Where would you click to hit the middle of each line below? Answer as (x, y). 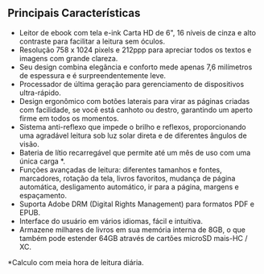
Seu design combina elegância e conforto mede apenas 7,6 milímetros (136, 67)
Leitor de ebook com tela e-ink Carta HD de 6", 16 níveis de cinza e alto (138, 32)
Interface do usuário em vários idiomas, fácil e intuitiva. (111, 221)
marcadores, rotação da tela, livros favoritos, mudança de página (127, 178)
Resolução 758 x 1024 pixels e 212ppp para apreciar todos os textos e (135, 50)
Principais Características (74, 13)
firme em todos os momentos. (69, 118)
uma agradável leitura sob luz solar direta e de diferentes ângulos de (133, 135)
